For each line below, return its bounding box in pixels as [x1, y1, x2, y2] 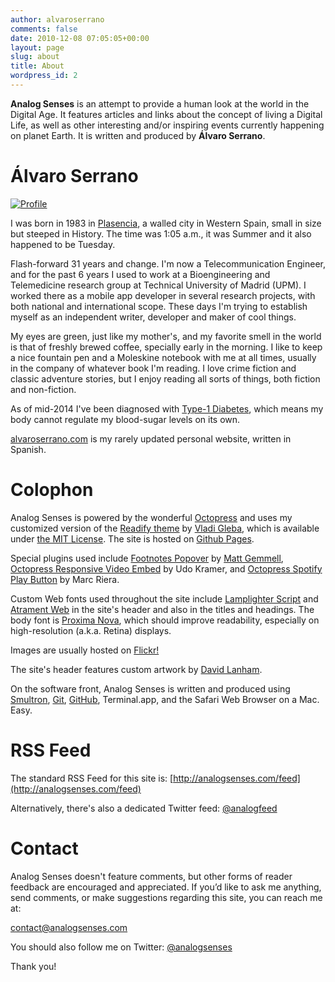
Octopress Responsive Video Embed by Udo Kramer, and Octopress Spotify [10, 562, 323, 575]
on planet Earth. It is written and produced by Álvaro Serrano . [10, 129, 266, 141]
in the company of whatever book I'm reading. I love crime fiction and [10, 362, 297, 374]
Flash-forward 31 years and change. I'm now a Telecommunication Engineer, [10, 257, 326, 270]
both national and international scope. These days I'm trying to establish [10, 300, 308, 312]
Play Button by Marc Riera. [10, 573, 120, 585]
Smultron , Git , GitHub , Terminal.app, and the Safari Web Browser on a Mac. [10, 693, 320, 705]
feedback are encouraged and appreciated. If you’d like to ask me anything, [10, 881, 322, 893]
